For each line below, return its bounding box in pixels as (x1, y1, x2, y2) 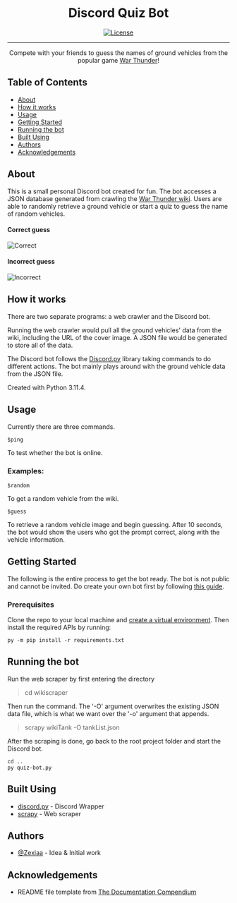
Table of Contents (7, 76, 88, 89)
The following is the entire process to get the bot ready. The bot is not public (7, 574, 230, 583)
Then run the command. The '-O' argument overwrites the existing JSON (7, 702, 219, 710)
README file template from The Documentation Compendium (17, 887, 197, 897)
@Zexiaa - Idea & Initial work (17, 849, 101, 857)
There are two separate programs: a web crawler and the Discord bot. (7, 312, 211, 320)
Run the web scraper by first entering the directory (7, 674, 155, 683)
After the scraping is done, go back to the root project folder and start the (7, 737, 221, 745)
